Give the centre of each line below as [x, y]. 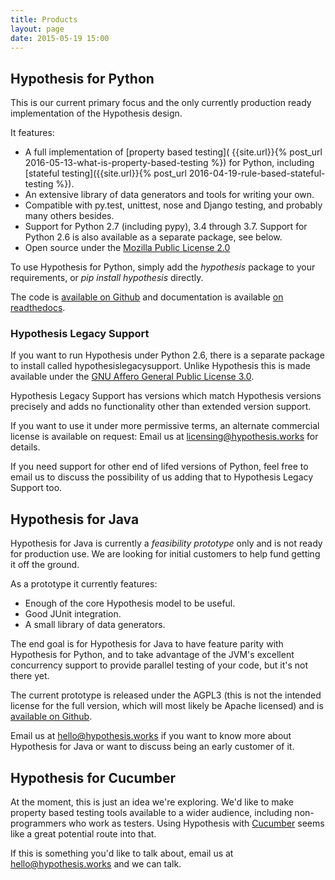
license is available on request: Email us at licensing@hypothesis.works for [164, 437]
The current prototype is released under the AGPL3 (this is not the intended [166, 695]
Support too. [36, 488]
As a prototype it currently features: [84, 584]
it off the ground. [45, 565]
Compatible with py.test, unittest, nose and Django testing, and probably [173, 205]
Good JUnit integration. [73, 614]
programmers [38, 823]
